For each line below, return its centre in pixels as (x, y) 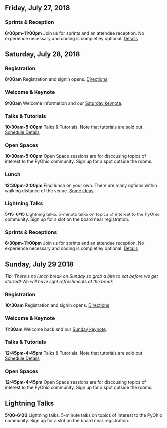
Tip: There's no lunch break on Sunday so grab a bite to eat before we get (82, 276)
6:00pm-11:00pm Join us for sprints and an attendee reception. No (75, 33)
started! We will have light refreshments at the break (59, 281)
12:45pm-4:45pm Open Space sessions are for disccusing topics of (76, 382)
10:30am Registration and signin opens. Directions (57, 305)
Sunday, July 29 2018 (39, 264)
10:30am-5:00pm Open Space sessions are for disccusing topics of (76, 156)
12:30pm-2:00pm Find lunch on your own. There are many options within (81, 185)
